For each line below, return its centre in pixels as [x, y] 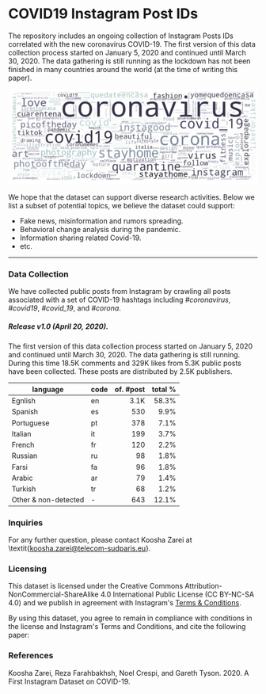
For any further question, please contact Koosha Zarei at [100, 540]
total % [164, 389]
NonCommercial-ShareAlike [53, 594]
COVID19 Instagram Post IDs [103, 14]
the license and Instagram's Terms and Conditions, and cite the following [127, 627]
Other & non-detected [48, 500]
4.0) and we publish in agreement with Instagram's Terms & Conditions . [125, 603]
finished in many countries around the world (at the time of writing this [123, 69]
